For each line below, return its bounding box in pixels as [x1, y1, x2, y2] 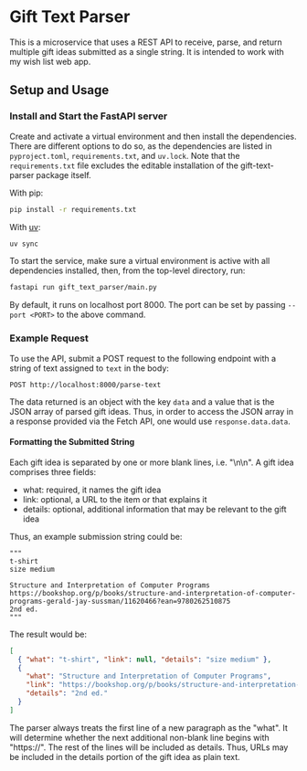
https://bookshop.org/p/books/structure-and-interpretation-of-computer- [9, 588, 297, 597]
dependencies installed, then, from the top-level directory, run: [9, 265, 246, 276]
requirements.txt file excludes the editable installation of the [9, 160, 239, 171]
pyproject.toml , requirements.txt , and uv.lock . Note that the [9, 150, 240, 161]
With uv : [9, 221, 41, 232]
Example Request [9, 332, 89, 344]
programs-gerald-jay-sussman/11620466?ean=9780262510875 [9, 597, 231, 606]
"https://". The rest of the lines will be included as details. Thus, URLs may [9, 742, 289, 753]
